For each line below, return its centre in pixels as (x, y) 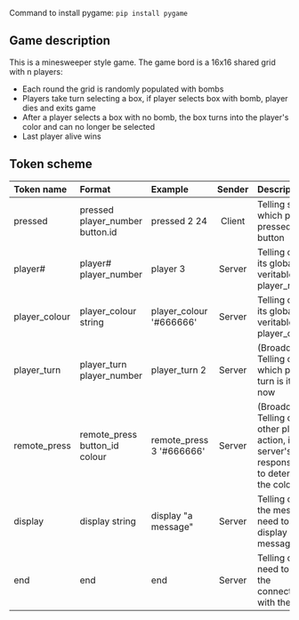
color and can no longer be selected (89, 126)
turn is (270, 381)
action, (271, 439)
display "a (172, 515)
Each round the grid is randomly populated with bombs (123, 89)
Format (95, 189)
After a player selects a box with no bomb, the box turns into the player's (155, 117)
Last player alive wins (61, 136)
